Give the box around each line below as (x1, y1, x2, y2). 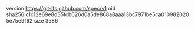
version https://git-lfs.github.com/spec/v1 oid (6, 5, 116, 12)
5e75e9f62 (6, 17, 33, 24)
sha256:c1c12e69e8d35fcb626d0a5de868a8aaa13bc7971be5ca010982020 (6, 11, 190, 18)
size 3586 (34, 17, 58, 24)
